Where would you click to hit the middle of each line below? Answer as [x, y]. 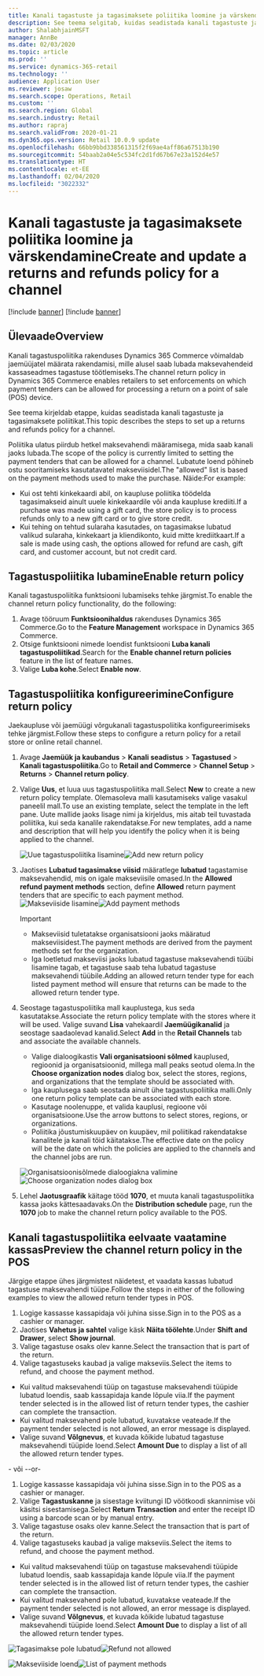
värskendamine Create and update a [128, 256]
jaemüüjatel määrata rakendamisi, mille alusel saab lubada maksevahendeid [131, 364]
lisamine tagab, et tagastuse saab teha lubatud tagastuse [124, 968]
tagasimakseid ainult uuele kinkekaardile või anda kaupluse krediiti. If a [133, 502]
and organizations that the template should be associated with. [133, 1082]
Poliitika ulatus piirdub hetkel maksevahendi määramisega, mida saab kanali [131, 444]
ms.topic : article [38, 52]
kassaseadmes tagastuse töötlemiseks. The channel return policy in [117, 372]
